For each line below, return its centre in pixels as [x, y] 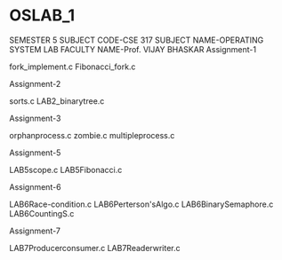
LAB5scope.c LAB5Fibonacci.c [66, 169]
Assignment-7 [35, 231]
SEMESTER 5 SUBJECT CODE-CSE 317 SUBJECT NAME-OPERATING [137, 40]
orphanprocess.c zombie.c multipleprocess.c [92, 135]
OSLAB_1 [42, 16]
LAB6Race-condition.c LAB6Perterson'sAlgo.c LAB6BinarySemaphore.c [141, 204]
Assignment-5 [35, 153]
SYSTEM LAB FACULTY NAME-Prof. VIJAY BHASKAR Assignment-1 [133, 49]
